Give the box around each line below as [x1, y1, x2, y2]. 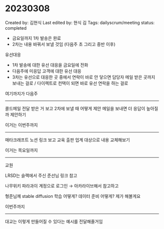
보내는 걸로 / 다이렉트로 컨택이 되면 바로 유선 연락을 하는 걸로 [12, 80, 128, 86]
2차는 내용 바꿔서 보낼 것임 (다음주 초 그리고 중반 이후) [12, 41, 116, 47]
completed [5, 25, 27, 31]
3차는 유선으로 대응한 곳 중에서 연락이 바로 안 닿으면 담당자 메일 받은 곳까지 [12, 74, 155, 80]
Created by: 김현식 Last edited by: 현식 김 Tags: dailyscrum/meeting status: [5, 19, 155, 25]
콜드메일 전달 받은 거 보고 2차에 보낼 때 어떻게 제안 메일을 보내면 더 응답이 [5, 105, 145, 111]
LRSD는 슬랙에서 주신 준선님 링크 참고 [5, 172, 78, 178]
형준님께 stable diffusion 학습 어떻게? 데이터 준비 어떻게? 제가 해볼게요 [5, 193, 141, 199]
